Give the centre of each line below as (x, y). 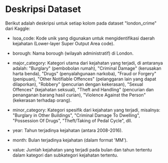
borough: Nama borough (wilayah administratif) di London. (73, 53)
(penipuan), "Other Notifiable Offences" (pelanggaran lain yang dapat (84, 79)
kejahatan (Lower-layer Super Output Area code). (63, 43)
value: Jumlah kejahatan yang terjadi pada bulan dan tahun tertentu (82, 149)
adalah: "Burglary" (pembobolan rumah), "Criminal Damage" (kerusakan (87, 68)
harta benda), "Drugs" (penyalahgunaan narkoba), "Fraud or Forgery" (84, 73)
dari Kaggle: (18, 28)
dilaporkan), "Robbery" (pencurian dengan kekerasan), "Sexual (78, 84)
